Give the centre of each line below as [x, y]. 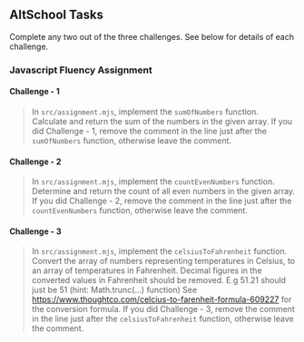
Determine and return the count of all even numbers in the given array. [163, 191]
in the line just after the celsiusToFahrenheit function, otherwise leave [162, 319]
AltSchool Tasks [57, 15]
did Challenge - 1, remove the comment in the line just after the [149, 131]
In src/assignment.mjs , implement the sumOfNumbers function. [145, 112]
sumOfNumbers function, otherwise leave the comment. [132, 141]
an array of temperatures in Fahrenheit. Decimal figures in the [147, 270]
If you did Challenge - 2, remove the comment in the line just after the [162, 201]
